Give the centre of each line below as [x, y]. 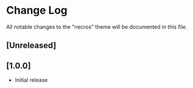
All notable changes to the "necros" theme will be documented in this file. [97, 27]
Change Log [37, 10]
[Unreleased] [31, 45]
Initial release [31, 80]
